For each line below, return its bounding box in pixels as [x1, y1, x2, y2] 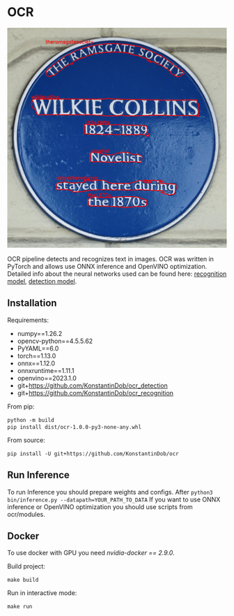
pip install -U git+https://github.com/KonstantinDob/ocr [7, 450, 179, 457]
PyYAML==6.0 [17, 344, 59, 353]
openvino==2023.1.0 [17, 374, 77, 382]
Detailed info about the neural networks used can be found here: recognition [7, 270, 227, 278]
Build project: [7, 562, 45, 571]
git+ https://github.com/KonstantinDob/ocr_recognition [17, 388, 174, 397]
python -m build [7, 416, 54, 423]
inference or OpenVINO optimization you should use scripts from [7, 502, 193, 511]
